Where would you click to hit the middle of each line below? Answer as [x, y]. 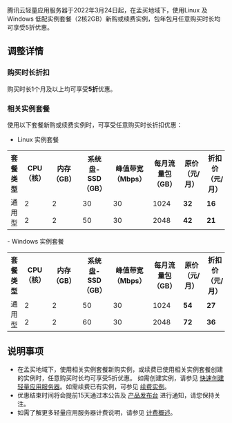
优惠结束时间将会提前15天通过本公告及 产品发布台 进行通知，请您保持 [116, 395]
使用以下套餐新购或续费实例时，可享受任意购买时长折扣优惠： [95, 125]
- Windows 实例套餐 [36, 241]
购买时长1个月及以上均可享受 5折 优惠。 [62, 89]
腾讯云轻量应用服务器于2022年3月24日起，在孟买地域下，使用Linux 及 [107, 10]
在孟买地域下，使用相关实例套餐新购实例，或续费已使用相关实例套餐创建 [120, 369]
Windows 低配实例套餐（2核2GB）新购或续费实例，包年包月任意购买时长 [111, 19]
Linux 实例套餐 [38, 139]
